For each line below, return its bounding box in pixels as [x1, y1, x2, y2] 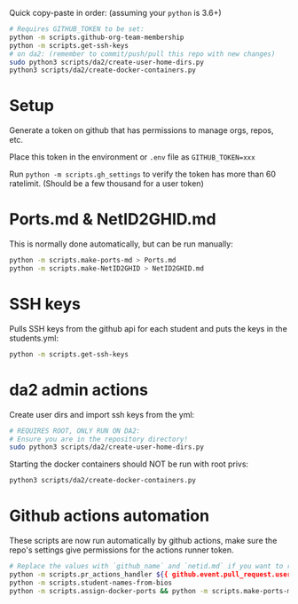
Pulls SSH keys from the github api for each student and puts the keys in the [9, 323, 288, 333]
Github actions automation [9, 506, 210, 526]
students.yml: [9, 333, 59, 343]
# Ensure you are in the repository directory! [9, 435, 189, 443]
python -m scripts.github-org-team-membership [9, 33, 184, 42]
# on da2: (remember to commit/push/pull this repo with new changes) [9, 49, 276, 59]
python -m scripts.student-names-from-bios [9, 578, 173, 587]
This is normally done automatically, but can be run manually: [9, 239, 233, 249]
